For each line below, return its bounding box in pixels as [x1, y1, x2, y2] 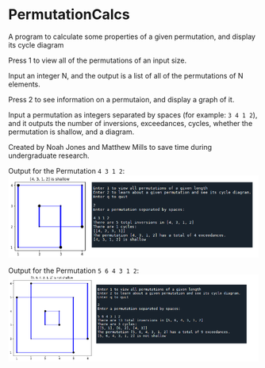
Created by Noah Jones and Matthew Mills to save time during [8, 142, 213, 151]
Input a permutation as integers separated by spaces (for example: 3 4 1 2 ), [8, 109, 258, 120]
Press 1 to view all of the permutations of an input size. [8, 56, 187, 65]
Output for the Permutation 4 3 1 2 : [8, 166, 125, 175]
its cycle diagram [8, 40, 64, 49]
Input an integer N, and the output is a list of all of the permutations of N [8, 71, 244, 80]
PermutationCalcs [8, 6, 130, 24]
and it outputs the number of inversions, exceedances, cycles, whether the [8, 118, 253, 128]
